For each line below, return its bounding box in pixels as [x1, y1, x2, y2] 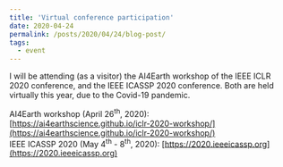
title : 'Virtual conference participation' [9, 13, 175, 22]
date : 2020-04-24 [9, 21, 74, 30]
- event [17, 46, 47, 55]
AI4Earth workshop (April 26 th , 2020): [9, 107, 150, 119]
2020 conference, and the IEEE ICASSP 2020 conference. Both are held [9, 80, 275, 91]
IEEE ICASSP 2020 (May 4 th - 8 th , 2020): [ [9, 137, 166, 149]
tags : [9, 38, 30, 47]
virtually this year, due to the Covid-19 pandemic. [9, 90, 191, 101]
